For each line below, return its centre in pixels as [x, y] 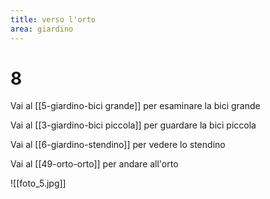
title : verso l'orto [53, 19]
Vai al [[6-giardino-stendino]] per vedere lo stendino [118, 145]
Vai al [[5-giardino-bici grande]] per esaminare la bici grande [135, 106]
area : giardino [42, 29]
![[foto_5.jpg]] [38, 183]
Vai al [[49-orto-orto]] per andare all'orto [94, 164]
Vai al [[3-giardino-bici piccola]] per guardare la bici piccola [133, 125]
